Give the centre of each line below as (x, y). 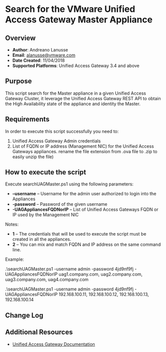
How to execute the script (46, 172)
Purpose (19, 81)
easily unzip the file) (33, 157)
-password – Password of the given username (60, 204)
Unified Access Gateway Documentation (54, 344)
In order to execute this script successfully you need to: (62, 131)
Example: (15, 259)
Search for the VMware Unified (70, 9)
